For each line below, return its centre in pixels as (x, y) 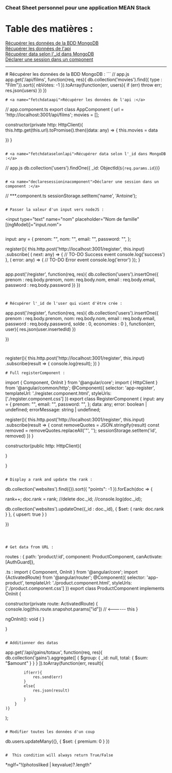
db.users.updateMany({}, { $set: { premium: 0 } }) (58, 741)
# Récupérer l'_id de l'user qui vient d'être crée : (64, 303)
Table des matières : (49, 29)
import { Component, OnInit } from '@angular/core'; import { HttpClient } (81, 382)
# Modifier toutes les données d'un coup (50, 732)
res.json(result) (51, 691)
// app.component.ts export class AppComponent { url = (65, 109)
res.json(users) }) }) (26, 90)
